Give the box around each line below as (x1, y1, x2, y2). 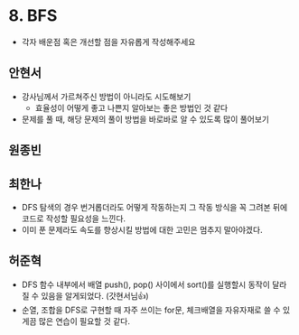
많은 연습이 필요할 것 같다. (38, 315, 130, 326)
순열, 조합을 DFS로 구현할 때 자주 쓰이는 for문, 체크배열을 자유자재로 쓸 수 (21, 304, 281, 315)
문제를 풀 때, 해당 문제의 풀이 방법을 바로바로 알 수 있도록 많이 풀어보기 (21, 114, 270, 125)
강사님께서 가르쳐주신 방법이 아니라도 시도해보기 (21, 91, 192, 102)
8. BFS (8, 5, 58, 26)
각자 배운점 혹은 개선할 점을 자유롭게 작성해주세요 (21, 36, 196, 47)
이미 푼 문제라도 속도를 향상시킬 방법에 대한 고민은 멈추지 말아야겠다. (21, 224, 263, 235)
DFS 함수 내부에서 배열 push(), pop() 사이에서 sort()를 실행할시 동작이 (21, 279, 270, 290)
